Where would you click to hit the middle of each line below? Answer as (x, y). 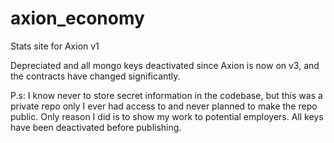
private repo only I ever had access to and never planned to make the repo (164, 106)
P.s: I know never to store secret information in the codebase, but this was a (166, 95)
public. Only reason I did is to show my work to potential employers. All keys (167, 116)
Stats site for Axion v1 (55, 46)
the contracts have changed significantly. (95, 76)
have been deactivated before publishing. (96, 127)
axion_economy (77, 18)
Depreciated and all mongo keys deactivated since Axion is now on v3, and (165, 65)
